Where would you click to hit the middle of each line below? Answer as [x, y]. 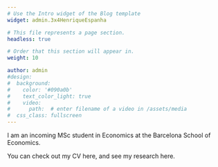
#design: [20, 77]
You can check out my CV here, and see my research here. [91, 156]
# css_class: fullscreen [44, 116]
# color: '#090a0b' [40, 90]
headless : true [29, 39]
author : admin [28, 71]
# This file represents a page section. [66, 33]
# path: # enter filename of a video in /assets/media [97, 109]
